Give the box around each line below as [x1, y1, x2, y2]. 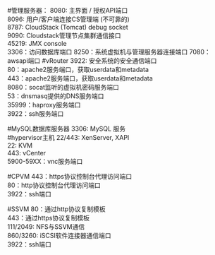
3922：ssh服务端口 [7, 109, 64, 118]
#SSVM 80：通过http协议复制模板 [7, 205, 106, 213]
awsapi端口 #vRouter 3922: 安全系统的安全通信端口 [7, 57, 157, 65]
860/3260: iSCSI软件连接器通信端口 [7, 232, 111, 239]
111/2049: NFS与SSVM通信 [7, 223, 85, 231]
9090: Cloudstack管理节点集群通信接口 [7, 31, 121, 40]
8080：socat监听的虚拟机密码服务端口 [7, 83, 120, 91]
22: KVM [7, 141, 33, 150]
